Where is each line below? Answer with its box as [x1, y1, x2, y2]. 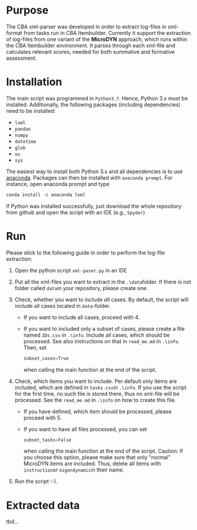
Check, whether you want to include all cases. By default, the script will [14, 296, 189, 303]
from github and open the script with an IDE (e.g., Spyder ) [6, 209, 146, 216]
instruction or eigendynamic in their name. [23, 466, 124, 473]
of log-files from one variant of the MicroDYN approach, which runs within [6, 35, 188, 43]
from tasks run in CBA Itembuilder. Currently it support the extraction [23, 29, 191, 36]
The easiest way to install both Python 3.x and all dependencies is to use [6, 168, 183, 175]
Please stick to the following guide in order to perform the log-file [6, 249, 165, 256]
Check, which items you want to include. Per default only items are [14, 378, 177, 385]
